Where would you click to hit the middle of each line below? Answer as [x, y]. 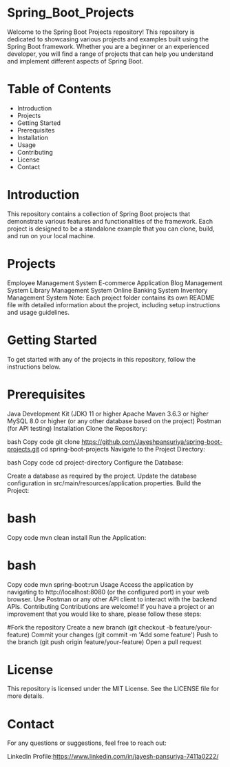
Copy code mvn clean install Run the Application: [77, 537]
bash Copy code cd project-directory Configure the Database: [95, 462]
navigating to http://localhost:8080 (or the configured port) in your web [108, 592]
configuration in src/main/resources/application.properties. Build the [104, 483]
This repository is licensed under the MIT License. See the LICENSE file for [113, 689]
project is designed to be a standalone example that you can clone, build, [111, 229]
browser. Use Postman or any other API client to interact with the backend [112, 599]
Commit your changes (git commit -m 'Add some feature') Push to [124, 634]
